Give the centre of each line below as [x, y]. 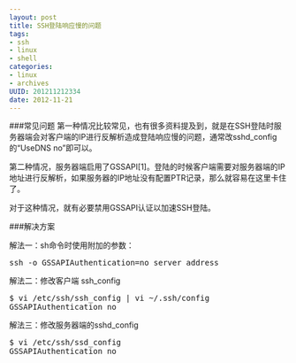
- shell [23, 58]
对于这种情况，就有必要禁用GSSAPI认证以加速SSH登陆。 [113, 208]
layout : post [33, 17]
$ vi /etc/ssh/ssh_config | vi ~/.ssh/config [110, 298]
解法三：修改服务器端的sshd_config [74, 325]
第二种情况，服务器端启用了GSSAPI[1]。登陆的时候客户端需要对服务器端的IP [147, 167]
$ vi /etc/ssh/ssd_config [65, 343]
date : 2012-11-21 [41, 100]
